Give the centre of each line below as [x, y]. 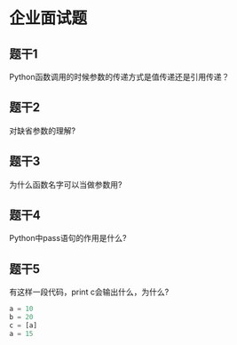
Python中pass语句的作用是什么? [68, 238]
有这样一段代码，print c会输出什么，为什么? [89, 292]
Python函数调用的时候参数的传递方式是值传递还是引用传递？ [119, 77]
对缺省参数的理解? [43, 131]
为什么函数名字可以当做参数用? [66, 184]
